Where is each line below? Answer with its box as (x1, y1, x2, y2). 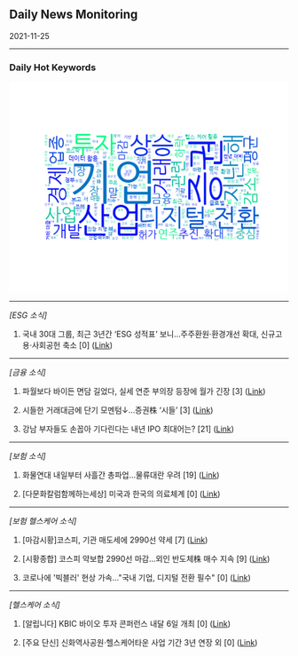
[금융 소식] (9, 368, 46, 378)
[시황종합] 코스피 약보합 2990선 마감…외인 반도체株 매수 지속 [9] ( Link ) (21, 554, 271, 565)
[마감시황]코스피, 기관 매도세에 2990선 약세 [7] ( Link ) (21, 534, 208, 545)
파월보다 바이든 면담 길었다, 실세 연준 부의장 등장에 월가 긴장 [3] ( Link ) (21, 386, 266, 397)
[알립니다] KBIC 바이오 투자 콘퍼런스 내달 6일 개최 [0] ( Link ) (21, 619, 231, 629)
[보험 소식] (9, 451, 46, 462)
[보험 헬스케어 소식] (9, 516, 77, 526)
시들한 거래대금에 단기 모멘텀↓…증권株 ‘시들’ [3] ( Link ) (21, 405, 214, 415)
